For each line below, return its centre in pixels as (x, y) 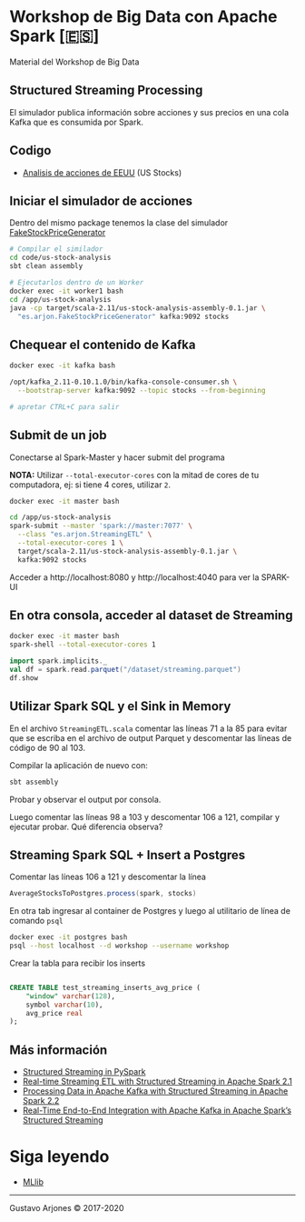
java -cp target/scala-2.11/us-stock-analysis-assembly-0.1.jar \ (138, 308)
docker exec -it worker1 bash (67, 291)
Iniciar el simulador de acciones (101, 200)
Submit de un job (58, 435)
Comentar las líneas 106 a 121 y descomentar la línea (108, 877)
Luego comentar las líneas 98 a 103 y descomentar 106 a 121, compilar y (144, 816)
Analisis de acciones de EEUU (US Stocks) (102, 172)
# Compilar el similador (56, 249)
